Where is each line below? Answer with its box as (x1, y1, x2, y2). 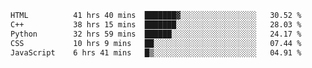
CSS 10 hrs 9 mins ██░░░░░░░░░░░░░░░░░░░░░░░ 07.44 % (10, 38, 302, 48)
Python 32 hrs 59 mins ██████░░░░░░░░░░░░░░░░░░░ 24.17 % (10, 29, 302, 39)
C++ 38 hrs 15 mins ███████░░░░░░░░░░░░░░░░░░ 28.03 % (10, 19, 302, 30)
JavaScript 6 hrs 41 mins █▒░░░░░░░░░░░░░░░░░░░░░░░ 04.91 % (10, 47, 302, 58)
